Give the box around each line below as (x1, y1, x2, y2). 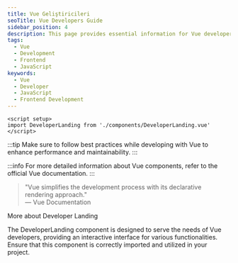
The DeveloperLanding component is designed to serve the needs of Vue (7, 225, 222, 234)
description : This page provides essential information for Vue (7, 30, 201, 38)
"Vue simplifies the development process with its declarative (24, 183, 202, 191)
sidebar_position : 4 (7, 23, 69, 30)
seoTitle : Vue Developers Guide (7, 17, 103, 24)
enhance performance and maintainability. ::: (7, 148, 138, 156)
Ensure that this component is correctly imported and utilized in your (7, 240, 208, 249)
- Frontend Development (13, 96, 84, 103)
